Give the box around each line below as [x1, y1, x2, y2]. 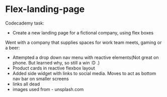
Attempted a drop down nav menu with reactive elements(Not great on [12, 54, 159, 60]
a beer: [5, 44, 20, 50]
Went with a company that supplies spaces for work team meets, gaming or [5, 39, 162, 45]
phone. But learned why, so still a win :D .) [12, 59, 100, 65]
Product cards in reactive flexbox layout [12, 65, 96, 71]
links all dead [12, 81, 40, 87]
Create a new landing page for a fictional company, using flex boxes [12, 29, 154, 35]
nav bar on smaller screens [12, 75, 69, 81]
